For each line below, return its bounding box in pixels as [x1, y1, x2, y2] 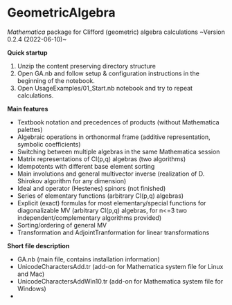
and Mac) [17, 270, 45, 278]
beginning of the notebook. [17, 76, 96, 84]
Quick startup [7, 48, 48, 57]
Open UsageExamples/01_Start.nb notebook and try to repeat [17, 84, 193, 92]
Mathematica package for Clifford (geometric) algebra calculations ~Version [7, 28, 225, 36]
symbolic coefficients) [17, 140, 81, 148]
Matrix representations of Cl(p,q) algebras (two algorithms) [17, 154, 186, 163]
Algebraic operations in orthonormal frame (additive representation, [17, 133, 211, 141]
